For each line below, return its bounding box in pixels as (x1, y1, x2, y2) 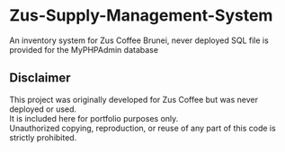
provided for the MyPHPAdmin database (9, 44, 159, 55)
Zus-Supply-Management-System (9, 5, 273, 26)
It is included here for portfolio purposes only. (9, 113, 179, 123)
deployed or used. (9, 104, 77, 114)
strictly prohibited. (9, 131, 77, 143)
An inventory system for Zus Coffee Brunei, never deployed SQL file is (9, 35, 270, 46)
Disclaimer (9, 71, 71, 86)
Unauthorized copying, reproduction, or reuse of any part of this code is (9, 122, 276, 133)
